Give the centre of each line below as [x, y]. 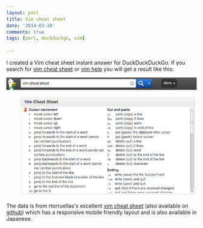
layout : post [23, 13]
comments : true [25, 32]
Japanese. [19, 219]
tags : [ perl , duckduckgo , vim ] [46, 38]
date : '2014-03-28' [31, 25]
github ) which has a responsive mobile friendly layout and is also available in [101, 212]
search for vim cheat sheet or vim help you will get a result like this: [90, 69]
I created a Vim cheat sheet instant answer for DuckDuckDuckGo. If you [96, 63]
